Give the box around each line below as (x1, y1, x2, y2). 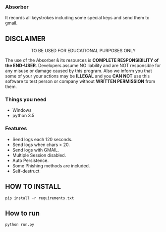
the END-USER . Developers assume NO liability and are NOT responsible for (5, 63, 161, 69)
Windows (12, 107, 32, 113)
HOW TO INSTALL (5, 182, 61, 191)
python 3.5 (12, 113, 35, 119)
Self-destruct (12, 168, 40, 174)
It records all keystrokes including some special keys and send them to (5, 15, 150, 21)
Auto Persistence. (12, 157, 49, 163)
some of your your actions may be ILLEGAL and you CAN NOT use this (5, 73, 150, 79)
